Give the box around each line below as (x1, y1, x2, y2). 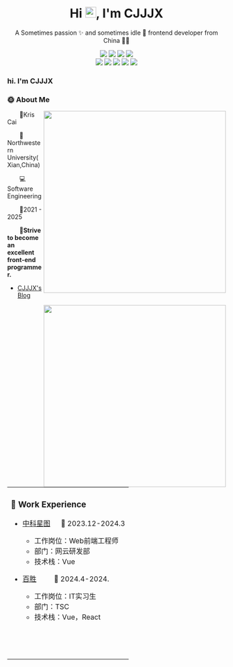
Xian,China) (7, 161, 40, 169)
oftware (7, 184, 33, 193)
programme (7, 263, 42, 272)
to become (7, 234, 39, 242)
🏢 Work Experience (10, 499, 87, 510)
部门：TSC (34, 602, 69, 612)
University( (7, 153, 39, 162)
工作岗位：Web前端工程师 (34, 536, 119, 546)
